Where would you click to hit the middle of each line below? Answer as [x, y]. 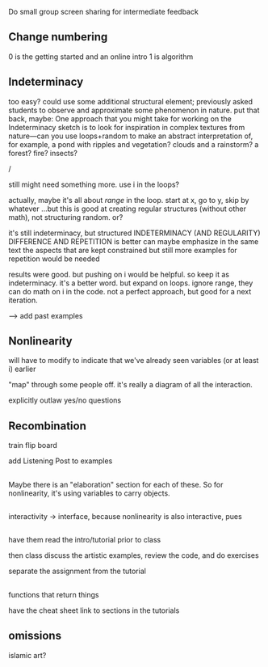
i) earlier [22, 369]
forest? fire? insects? [43, 153]
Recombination [47, 426]
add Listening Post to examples [61, 461]
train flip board [33, 445]
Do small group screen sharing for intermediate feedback [104, 12]
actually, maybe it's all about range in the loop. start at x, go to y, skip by [129, 200]
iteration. [23, 300]
